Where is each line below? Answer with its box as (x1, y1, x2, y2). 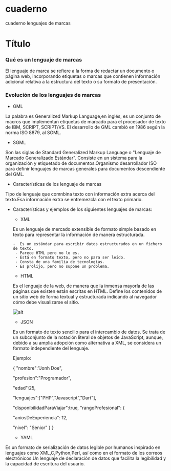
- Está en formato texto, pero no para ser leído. (15, 254, 125, 260)
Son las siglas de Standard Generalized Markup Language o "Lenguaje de (5, 149, 161, 155)
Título (5, 38, 31, 50)
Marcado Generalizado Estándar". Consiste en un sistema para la (5, 155, 142, 161)
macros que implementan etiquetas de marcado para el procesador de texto (5, 118, 166, 124)
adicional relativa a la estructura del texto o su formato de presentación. (5, 79, 157, 85)
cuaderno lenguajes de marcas (5, 20, 71, 26)
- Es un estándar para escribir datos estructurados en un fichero (12, 241, 162, 246)
